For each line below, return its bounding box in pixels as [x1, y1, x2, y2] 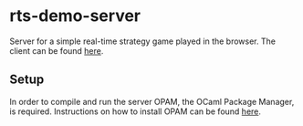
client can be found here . [9, 45, 104, 56]
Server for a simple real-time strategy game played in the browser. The [9, 36, 277, 47]
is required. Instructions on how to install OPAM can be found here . [9, 106, 262, 117]
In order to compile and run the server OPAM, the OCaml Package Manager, [9, 96, 295, 107]
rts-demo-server [9, 5, 141, 26]
